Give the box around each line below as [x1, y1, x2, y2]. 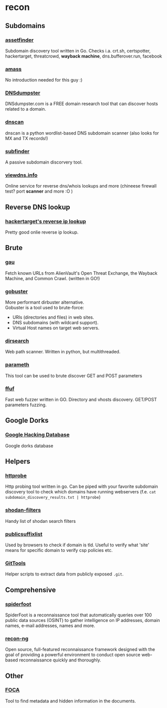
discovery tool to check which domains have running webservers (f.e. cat [5, 489, 156, 495]
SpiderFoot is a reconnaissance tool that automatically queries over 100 [5, 612, 152, 618]
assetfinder [5, 37, 34, 44]
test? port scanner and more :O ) [5, 188, 73, 194]
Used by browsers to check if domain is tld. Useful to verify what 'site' [5, 542, 150, 548]
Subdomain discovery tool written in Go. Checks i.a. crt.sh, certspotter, [5, 48, 151, 54]
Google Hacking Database [5, 431, 70, 438]
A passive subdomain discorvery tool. [5, 159, 83, 165]
